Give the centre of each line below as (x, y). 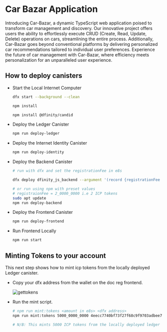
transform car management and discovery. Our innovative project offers (79, 28)
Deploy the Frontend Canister (43, 212)
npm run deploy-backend (37, 203)
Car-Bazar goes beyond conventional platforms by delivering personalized (82, 44)
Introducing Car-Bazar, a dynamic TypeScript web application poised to (79, 23)
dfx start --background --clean (46, 97)
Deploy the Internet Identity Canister (50, 143)
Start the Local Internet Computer (47, 88)
